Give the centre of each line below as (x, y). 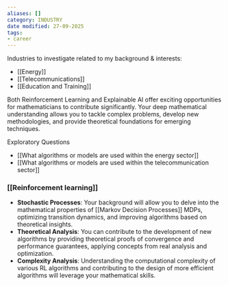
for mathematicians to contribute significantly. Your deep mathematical (107, 107)
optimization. (35, 254)
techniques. (24, 129)
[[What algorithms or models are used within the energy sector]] (108, 156)
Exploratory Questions (39, 142)
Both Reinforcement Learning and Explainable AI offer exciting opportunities (114, 99)
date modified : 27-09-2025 (46, 26)
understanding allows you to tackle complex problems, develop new (103, 115)
